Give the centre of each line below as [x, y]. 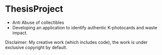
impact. [20, 33]
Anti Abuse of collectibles [38, 22]
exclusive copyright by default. [36, 47]
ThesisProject [34, 9]
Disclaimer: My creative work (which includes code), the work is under [77, 42]
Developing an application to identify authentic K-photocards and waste [85, 27]
